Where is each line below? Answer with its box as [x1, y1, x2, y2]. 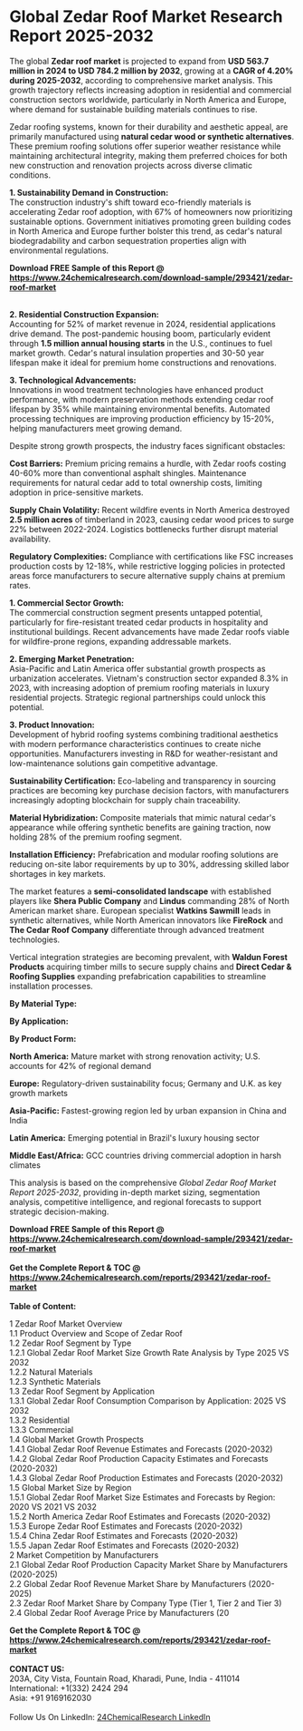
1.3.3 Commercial [9, 1424, 74, 1434]
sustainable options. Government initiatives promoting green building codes [9, 216, 291, 227]
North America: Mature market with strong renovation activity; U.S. [9, 1050, 260, 1062]
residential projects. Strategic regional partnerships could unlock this [9, 692, 267, 703]
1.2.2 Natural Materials [9, 1366, 93, 1377]
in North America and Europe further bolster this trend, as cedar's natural [9, 225, 283, 237]
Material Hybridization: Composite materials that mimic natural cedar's [9, 812, 277, 822]
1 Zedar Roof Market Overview [9, 1318, 123, 1329]
